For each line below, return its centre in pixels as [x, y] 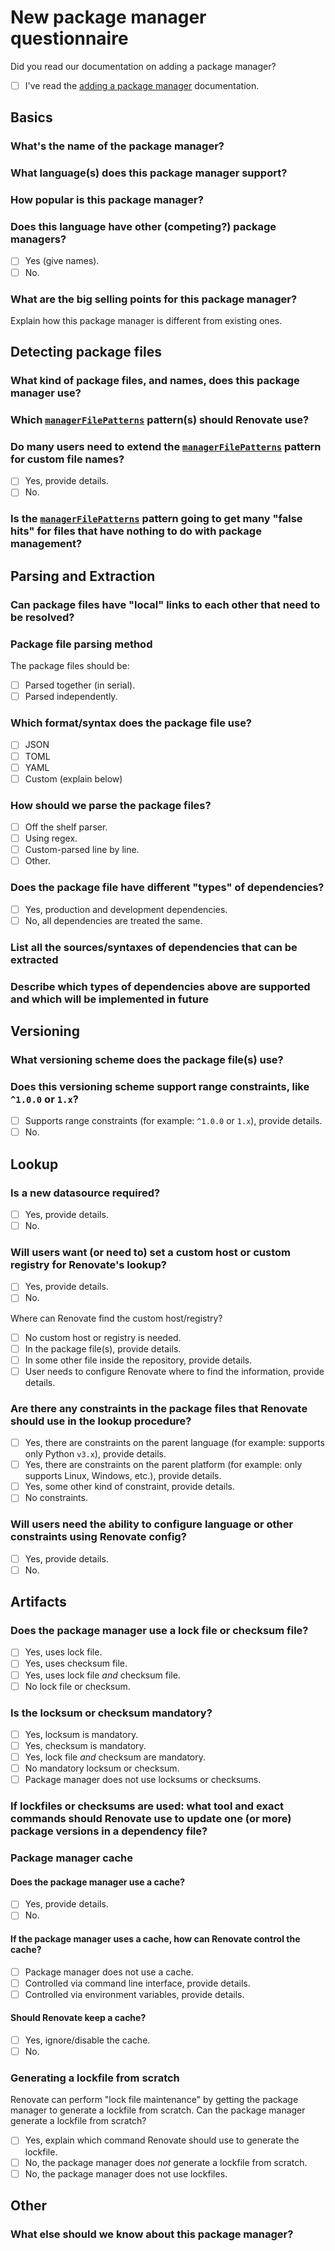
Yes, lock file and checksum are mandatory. [115, 1757]
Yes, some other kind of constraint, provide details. [129, 1487]
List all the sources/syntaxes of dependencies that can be [154, 947]
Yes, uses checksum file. [76, 1663]
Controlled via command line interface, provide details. [137, 1983]
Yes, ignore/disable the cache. [87, 2040]
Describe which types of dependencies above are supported [160, 986]
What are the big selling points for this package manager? [154, 299]
